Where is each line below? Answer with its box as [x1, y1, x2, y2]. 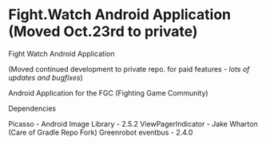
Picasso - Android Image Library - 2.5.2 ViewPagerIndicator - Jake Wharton [8, 119, 258, 128]
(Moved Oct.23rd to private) [8, 22, 198, 41]
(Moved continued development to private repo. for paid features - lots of [8, 64, 250, 73]
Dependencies [8, 104, 57, 113]
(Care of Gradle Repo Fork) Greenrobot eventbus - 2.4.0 [8, 127, 193, 137]
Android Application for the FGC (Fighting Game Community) [8, 88, 209, 97]
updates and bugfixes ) [8, 72, 84, 82]
